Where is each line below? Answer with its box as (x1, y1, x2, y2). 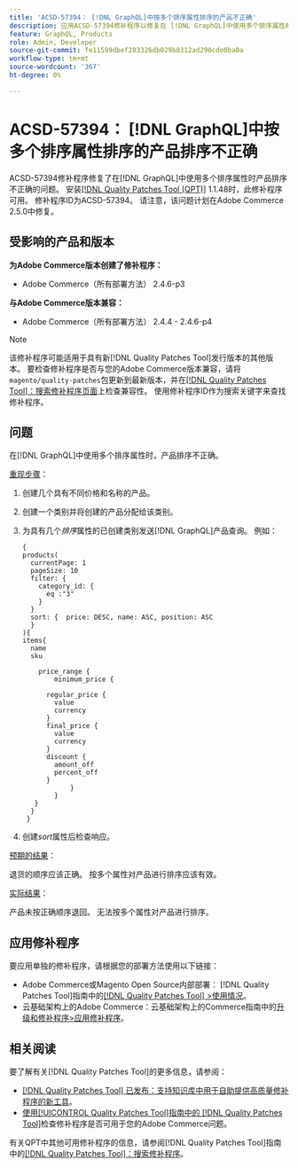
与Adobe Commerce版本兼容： (9, 297, 124, 308)
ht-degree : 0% (9, 71, 62, 80)
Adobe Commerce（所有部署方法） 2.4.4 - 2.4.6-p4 (21, 316, 213, 326)
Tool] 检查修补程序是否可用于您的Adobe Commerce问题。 (21, 1118, 232, 1129)
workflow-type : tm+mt (9, 54, 90, 63)
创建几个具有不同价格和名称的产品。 (21, 488, 155, 498)
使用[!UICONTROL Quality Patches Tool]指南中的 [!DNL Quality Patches (21, 1107, 283, 1117)
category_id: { (38, 582, 95, 591)
